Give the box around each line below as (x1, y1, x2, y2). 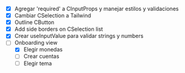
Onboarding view (14, 39, 58, 46)
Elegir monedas (23, 46, 63, 53)
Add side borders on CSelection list (14, 25, 104, 33)
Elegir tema (23, 60, 52, 67)
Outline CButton (14, 19, 55, 26)
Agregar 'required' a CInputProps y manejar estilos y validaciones (14, 5, 179, 12)
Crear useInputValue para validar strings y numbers (14, 33, 144, 40)
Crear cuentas (23, 52, 59, 60)
